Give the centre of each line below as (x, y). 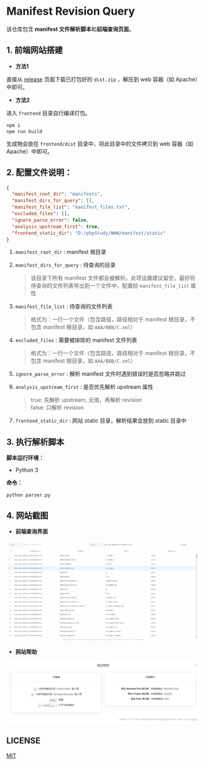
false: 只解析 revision (57, 408)
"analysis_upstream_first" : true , (56, 226)
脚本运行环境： (25, 458)
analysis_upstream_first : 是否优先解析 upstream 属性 (84, 387)
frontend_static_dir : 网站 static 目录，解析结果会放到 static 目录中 (101, 421)
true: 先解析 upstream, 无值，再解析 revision (86, 400)
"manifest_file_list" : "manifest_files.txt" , (71, 207)
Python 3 (27, 470)
